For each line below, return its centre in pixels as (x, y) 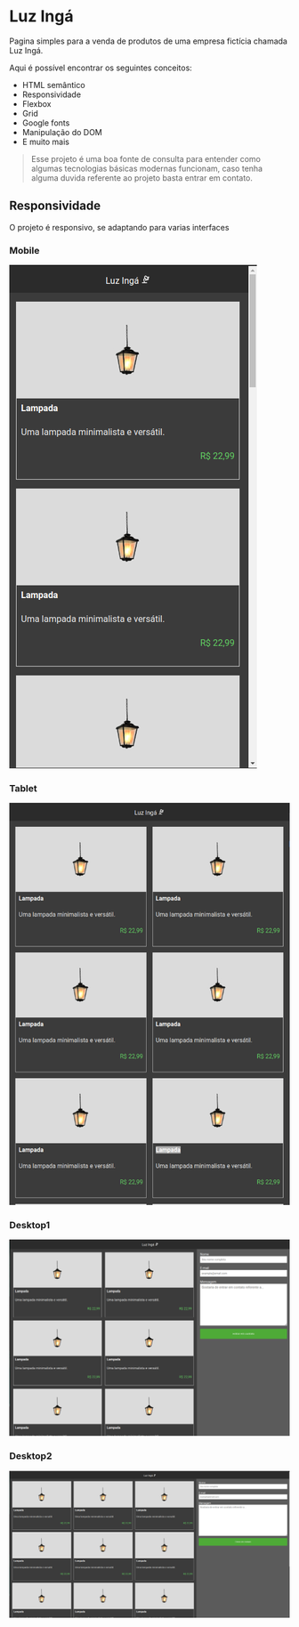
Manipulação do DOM (62, 132)
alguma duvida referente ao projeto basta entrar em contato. (142, 178)
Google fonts (46, 123)
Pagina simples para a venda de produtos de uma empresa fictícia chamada (148, 41)
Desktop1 (30, 1226)
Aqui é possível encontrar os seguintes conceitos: (101, 68)
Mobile (24, 250)
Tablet (23, 788)
